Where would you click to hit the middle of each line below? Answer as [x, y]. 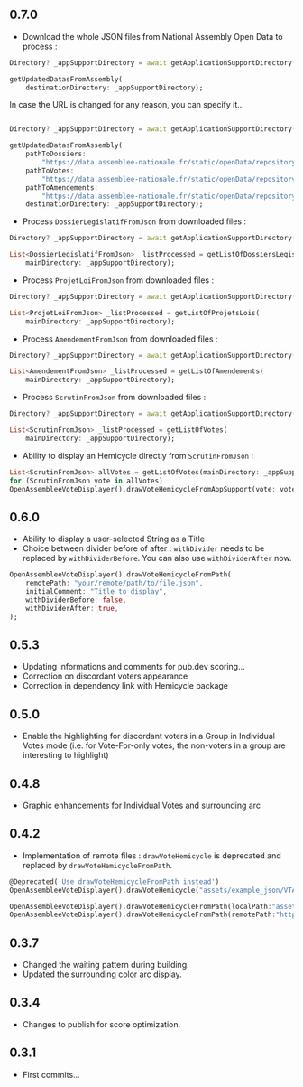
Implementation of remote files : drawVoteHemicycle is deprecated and [151, 855]
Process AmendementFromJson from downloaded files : [120, 339]
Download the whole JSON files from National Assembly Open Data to [152, 36]
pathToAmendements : [62, 187]
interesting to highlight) [66, 755]
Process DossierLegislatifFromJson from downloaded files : [134, 221]
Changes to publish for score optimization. [101, 1024]
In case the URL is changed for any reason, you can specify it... [127, 105]
